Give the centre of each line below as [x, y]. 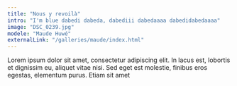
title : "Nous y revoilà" [44, 14]
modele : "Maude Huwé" [39, 33]
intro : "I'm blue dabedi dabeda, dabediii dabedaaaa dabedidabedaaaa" [114, 20]
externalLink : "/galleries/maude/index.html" [76, 40]
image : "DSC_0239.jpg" [41, 27]
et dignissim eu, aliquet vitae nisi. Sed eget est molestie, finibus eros [108, 68]
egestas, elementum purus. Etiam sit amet [69, 75]
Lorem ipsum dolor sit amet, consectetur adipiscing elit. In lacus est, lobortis [119, 60]
